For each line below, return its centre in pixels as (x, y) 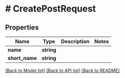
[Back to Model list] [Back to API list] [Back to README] (62, 70)
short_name (22, 58)
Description (75, 42)
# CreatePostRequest (50, 9)
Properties (22, 27)
